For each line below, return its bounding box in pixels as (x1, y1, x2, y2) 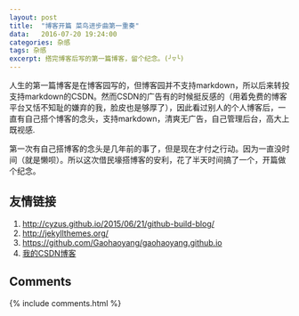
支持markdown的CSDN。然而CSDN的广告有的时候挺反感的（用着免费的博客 (9, 91, 287, 101)
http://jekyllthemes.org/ (21, 228, 109, 239)
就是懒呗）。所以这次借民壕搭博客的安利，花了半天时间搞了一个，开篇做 (24, 155, 287, 165)
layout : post (9, 12, 58, 22)
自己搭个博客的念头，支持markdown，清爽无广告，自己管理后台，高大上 (24, 113, 290, 124)
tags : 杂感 (9, 46, 47, 55)
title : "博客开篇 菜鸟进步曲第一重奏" (9, 21, 140, 30)
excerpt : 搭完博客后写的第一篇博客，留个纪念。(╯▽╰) (9, 54, 185, 63)
